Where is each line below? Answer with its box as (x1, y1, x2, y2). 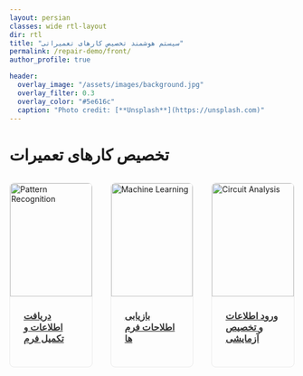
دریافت (24, 309, 52, 322)
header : (9, 72, 39, 82)
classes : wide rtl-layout (9, 22, 107, 31)
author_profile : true (9, 55, 91, 64)
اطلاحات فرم (124, 321, 175, 333)
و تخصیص (225, 321, 264, 333)
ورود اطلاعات (225, 309, 279, 322)
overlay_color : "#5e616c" (17, 97, 116, 106)
